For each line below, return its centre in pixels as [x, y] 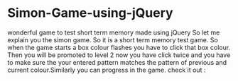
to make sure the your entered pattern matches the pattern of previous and [117, 62]
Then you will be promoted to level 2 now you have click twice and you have [119, 55]
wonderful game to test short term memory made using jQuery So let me [114, 32]
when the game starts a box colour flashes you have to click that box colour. [119, 47]
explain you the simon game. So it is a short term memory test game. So [113, 39]
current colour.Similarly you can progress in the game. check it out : [107, 70]
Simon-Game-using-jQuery [90, 13]
